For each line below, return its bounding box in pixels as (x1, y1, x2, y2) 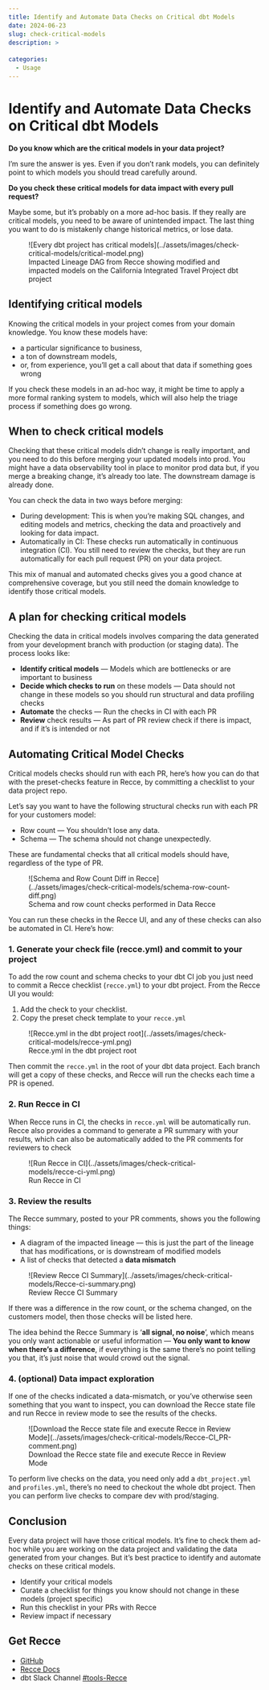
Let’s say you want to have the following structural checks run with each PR (8, 802, 259, 811)
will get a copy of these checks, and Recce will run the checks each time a (8, 1070, 255, 1080)
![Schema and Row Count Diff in (28, 874, 135, 884)
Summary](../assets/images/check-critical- (90, 1270, 233, 1280)
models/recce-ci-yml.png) (28, 1167, 116, 1177)
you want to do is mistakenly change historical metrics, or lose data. (8, 224, 234, 233)
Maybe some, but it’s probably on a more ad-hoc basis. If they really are (8, 207, 247, 216)
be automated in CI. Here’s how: (8, 924, 114, 934)
